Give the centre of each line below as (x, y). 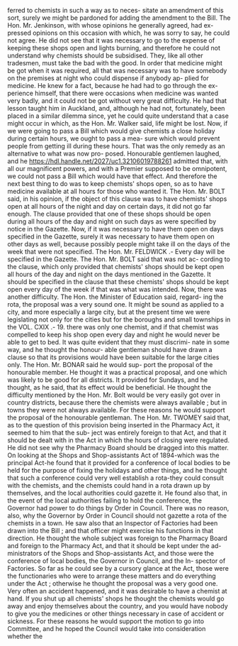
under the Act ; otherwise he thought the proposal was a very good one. (113, 584)
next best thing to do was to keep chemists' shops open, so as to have (110, 184)
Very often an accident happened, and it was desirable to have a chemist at (118, 591)
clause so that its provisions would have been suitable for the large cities (113, 357)
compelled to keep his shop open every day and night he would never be (114, 334)
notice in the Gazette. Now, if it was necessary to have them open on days (116, 229)
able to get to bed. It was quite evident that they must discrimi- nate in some (119, 342)
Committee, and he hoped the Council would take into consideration (107, 629)
